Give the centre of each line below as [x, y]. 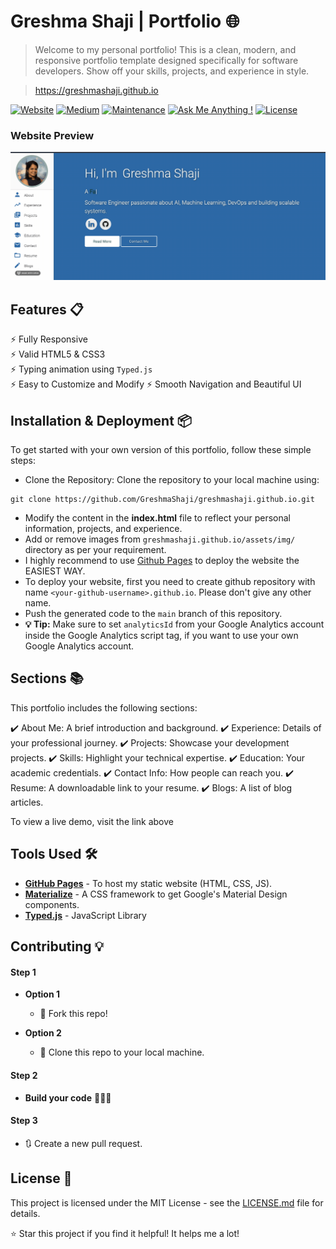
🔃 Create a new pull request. [83, 1143]
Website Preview [52, 135]
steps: [23, 461]
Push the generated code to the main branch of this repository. [153, 614]
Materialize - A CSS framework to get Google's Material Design [156, 894]
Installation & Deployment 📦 [101, 420]
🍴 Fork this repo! [73, 1014]
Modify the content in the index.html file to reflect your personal [157, 518]
